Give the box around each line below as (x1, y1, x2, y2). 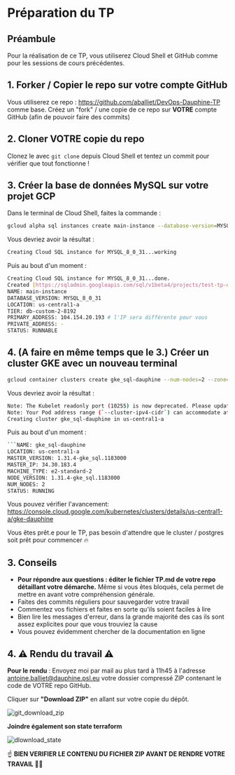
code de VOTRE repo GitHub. (7, 682, 92, 689)
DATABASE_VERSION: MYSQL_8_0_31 (7, 295, 101, 302)
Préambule (7, 33, 56, 45)
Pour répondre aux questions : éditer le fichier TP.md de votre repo (17, 575, 216, 584)
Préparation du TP (7, 5, 115, 21)
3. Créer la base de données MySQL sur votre (7, 180, 209, 191)
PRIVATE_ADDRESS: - (7, 321, 64, 328)
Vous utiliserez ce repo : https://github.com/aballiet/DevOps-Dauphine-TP (7, 97, 220, 106)
